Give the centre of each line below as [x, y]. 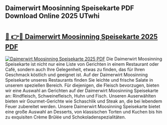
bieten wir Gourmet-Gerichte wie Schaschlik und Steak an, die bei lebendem [84, 101]
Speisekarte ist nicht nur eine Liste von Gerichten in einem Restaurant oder [82, 64]
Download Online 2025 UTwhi [52, 16]
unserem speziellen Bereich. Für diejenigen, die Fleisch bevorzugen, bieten [82, 85]
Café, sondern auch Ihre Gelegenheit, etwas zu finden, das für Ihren [75, 69]
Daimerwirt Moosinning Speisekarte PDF [70, 8]
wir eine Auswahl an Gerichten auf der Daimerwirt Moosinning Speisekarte [82, 91]
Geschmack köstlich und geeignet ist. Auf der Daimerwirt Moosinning [77, 75]
